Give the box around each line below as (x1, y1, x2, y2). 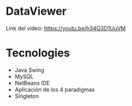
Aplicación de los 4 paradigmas (14, 86, 95, 93)
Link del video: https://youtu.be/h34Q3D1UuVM (6, 25, 126, 32)
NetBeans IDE (14, 79, 50, 86)
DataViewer (6, 4, 67, 18)
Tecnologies (6, 46, 70, 60)
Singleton (14, 92, 39, 99)
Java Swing (14, 66, 44, 74)
